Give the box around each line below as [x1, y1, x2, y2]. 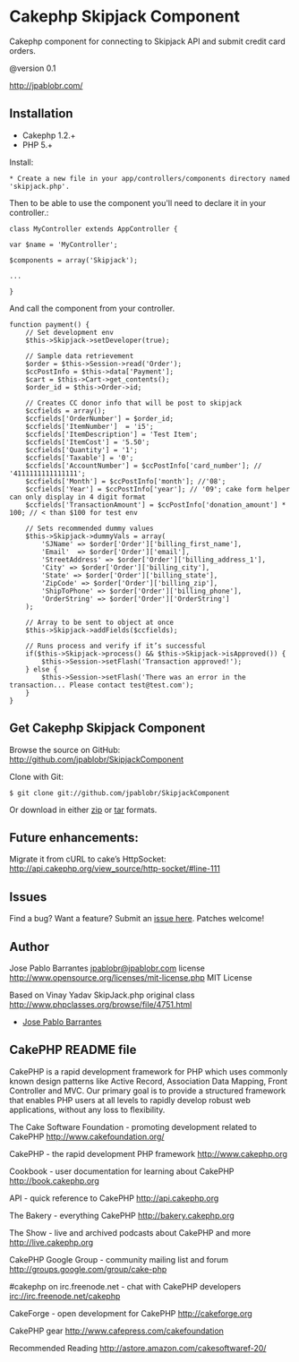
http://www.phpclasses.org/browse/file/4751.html [9, 999, 192, 1009]
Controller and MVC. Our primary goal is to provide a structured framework [9, 1085, 286, 1096]
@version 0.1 [9, 63, 56, 73]
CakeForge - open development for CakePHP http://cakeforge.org [9, 1307, 252, 1318]
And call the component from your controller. [9, 303, 175, 313]
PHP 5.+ [21, 139, 54, 150]
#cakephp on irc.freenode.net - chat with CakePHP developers [9, 1281, 242, 1291]
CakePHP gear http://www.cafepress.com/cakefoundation [9, 1325, 224, 1336]
